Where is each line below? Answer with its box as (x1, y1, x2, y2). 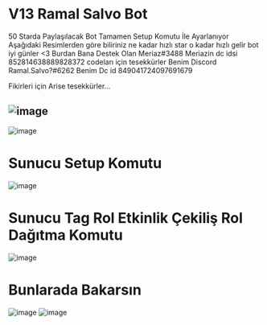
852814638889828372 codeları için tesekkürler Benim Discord (8, 57, 217, 67)
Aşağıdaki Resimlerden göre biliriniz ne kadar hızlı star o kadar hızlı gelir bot (8, 39, 259, 49)
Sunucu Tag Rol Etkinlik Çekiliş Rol (8, 208, 243, 227)
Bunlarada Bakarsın (8, 281, 142, 298)
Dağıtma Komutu (8, 226, 123, 244)
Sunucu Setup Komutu (8, 154, 162, 172)
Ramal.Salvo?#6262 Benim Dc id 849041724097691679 (8, 65, 193, 75)
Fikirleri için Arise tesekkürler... (8, 81, 111, 91)
